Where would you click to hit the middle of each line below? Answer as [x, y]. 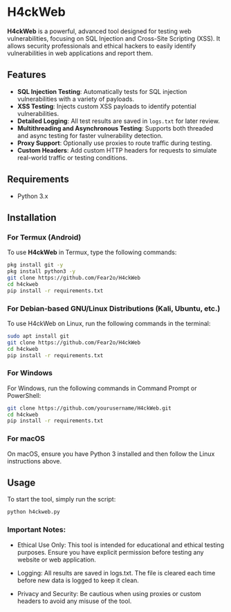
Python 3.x [33, 196]
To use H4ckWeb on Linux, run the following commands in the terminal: [109, 323]
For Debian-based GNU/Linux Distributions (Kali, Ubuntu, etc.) [114, 308]
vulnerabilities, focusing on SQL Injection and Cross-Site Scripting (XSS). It [114, 38]
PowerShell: [24, 395]
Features [27, 75]
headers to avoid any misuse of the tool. [74, 601]
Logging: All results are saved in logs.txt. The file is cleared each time [116, 573]
